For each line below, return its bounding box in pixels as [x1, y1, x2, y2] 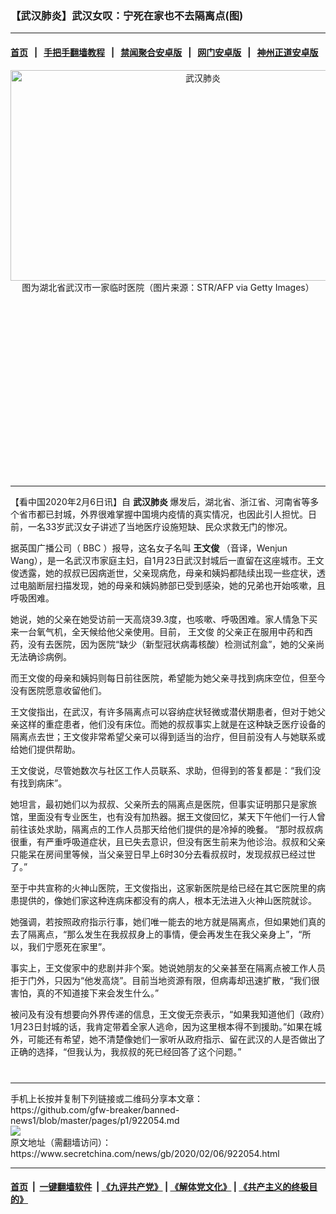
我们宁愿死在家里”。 [27, 940, 112, 952]
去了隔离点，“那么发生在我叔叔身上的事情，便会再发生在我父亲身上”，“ [10, 928, 303, 940]
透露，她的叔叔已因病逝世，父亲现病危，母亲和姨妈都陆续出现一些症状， [18, 567, 317, 579]
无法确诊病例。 [10, 650, 72, 662]
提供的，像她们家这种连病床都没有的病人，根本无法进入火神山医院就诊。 [18, 894, 317, 906]
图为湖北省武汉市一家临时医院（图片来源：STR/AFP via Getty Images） [21, 281, 315, 293]
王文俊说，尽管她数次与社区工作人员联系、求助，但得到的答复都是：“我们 [10, 764, 313, 776]
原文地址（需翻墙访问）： [10, 1136, 112, 1148]
